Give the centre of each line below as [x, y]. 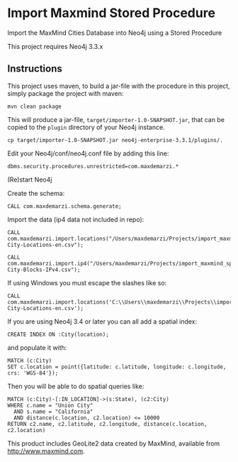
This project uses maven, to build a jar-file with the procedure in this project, [119, 86]
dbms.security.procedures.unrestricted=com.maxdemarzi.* [93, 166]
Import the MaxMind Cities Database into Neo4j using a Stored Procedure [115, 33]
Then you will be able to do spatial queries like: [76, 386]
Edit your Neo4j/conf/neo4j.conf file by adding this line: [88, 153]
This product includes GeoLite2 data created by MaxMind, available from [114, 443]
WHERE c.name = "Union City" [50, 405]
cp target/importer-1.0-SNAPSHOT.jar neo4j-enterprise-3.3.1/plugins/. [115, 140]
